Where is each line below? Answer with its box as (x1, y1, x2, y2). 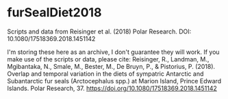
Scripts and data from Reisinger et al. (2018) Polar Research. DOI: (7, 27, 192, 36)
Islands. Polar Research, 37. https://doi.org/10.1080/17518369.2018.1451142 (7, 84, 218, 92)
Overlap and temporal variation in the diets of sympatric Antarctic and (7, 70, 204, 78)
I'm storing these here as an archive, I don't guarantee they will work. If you (7, 48, 220, 56)
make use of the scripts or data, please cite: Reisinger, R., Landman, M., (7, 55, 210, 63)
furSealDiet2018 (7, 5, 102, 20)
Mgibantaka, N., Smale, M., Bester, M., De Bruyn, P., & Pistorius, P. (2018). (7, 62, 216, 70)
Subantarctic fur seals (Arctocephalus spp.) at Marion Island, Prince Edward (7, 76, 222, 85)
